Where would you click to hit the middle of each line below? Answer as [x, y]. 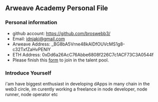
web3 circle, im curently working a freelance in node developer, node [77, 89]
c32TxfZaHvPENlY [32, 49]
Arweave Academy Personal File [57, 8]
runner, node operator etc [32, 94]
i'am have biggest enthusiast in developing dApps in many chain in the [78, 83]
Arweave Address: [31, 44]
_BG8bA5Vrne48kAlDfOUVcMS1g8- [88, 44]
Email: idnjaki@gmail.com [39, 38]
